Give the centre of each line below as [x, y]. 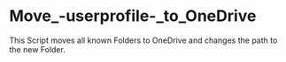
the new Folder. [38, 49]
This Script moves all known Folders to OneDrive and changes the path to [143, 40]
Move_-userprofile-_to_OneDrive [133, 16]
